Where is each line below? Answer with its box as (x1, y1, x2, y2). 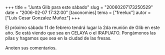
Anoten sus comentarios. (5, 45, 57, 50)
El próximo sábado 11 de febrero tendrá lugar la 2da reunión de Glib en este (5, 24, 160, 30)
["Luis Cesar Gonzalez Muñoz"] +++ (5, 15, 80, 20)
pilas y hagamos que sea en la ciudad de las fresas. (5, 35, 111, 41)
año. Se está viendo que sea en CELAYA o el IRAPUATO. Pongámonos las (5, 30, 156, 35)
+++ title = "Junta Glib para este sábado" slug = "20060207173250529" (5, 4, 153, 10)
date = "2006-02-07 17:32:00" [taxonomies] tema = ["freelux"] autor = (5, 9, 151, 15)
